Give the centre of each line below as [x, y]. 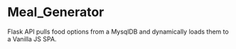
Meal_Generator [56, 12]
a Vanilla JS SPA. [32, 38]
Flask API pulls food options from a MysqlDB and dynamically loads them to [118, 31]
